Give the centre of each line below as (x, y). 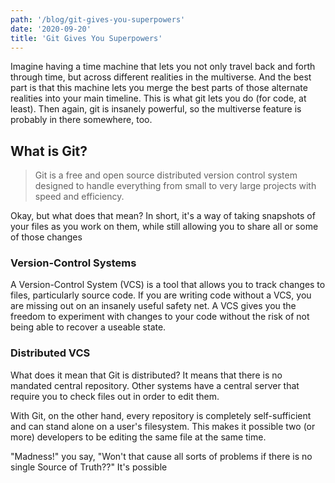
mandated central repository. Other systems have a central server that (155, 385)
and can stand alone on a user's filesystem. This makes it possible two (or (163, 426)
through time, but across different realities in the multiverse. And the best (161, 77)
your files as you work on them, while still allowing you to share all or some (164, 227)
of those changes (46, 237)
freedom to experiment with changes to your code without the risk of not (160, 317)
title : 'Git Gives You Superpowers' (86, 38)
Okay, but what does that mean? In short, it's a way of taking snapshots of (163, 216)
